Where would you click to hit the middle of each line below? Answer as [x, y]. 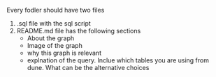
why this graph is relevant [64, 53]
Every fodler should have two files [56, 10]
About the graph [51, 38]
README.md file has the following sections [79, 31]
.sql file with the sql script [54, 23]
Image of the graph [55, 45]
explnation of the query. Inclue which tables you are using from [118, 60]
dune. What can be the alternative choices [88, 68]
